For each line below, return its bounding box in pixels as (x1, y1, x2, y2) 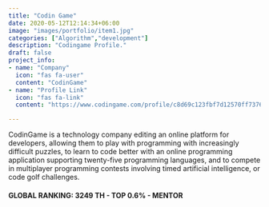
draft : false (8, 49, 52, 57)
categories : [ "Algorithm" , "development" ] (8, 34, 149, 42)
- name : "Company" (8, 64, 70, 72)
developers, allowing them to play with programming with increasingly (8, 138, 239, 148)
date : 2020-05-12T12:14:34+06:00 (8, 19, 120, 27)
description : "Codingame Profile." (8, 42, 127, 50)
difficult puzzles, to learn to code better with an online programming (8, 147, 233, 157)
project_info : (8, 57, 56, 65)
